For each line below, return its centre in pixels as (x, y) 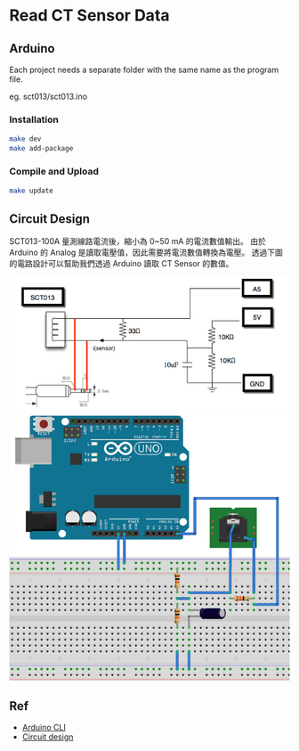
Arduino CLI (44, 728)
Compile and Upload (54, 171)
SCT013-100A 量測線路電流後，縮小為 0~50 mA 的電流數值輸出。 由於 (138, 241)
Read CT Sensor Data (90, 16)
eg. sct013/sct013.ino (48, 96)
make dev (25, 139)
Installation (34, 119)
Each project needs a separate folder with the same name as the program (144, 69)
